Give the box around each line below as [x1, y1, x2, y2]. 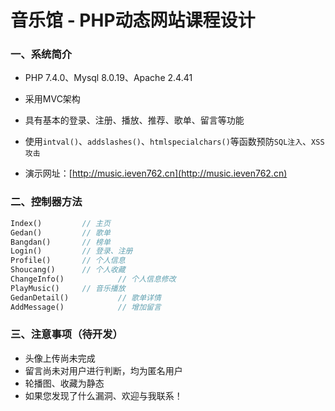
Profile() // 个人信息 [10, 256, 126, 266]
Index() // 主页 [10, 218, 111, 228]
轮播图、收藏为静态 [24, 377, 105, 389]
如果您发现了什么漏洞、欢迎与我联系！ [24, 389, 183, 401]
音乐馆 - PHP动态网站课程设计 [10, 9, 256, 32]
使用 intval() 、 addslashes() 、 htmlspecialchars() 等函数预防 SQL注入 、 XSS [24, 136, 325, 148]
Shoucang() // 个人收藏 [10, 265, 126, 275]
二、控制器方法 [10, 195, 83, 209]
